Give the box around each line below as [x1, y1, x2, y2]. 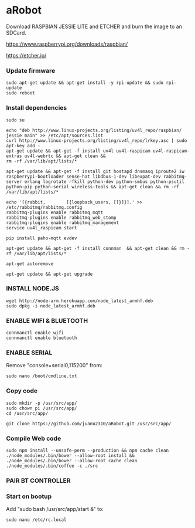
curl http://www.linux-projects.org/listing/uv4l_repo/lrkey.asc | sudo [6, 137, 187, 144]
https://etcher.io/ [6, 52, 47, 59]
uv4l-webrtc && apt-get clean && [24, 153, 107, 159]
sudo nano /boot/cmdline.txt [6, 373, 77, 379]
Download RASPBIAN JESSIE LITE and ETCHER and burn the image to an [6, 23, 183, 30]
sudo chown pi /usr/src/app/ [6, 405, 77, 411]
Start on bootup [6, 492, 52, 500]
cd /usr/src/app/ [6, 410, 49, 417]
